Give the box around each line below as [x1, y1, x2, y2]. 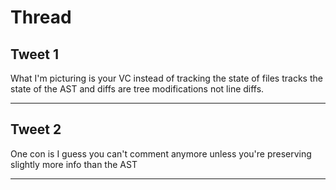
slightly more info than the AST [10, 158, 138, 170]
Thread [10, 6, 72, 29]
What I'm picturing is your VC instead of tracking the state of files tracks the [10, 72, 323, 84]
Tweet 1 [10, 46, 60, 63]
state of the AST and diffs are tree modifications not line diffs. [10, 83, 265, 95]
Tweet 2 [10, 121, 62, 138]
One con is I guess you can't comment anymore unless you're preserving [10, 147, 312, 160]
